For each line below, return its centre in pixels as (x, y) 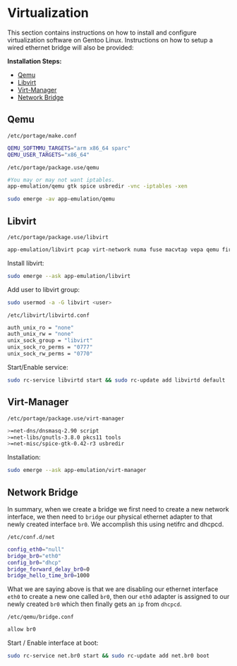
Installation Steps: (35, 61)
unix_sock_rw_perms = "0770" (50, 354)
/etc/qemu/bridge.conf (41, 617)
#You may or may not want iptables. (61, 180)
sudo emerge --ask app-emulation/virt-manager (77, 471)
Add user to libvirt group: (43, 289)
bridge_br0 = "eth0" (34, 556)
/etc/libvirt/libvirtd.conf (49, 315)
